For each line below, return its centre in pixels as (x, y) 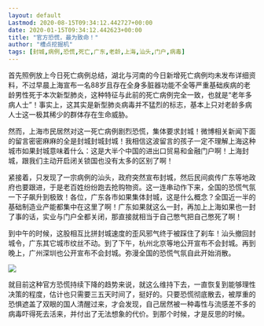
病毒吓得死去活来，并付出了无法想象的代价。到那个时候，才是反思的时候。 (128, 314)
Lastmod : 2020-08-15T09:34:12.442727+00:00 (81, 23)
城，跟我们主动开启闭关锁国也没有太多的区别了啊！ (91, 161)
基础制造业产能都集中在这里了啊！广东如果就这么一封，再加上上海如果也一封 (132, 207)
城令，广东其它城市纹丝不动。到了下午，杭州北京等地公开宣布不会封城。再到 (132, 243)
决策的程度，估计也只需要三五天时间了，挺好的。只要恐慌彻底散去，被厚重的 (132, 294)
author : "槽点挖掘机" (40, 45)
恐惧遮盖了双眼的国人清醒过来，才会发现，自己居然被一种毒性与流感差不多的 (132, 304)
